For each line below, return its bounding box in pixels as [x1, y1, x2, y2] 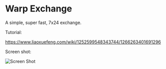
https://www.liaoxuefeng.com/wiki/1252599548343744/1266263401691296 [5, 38, 161, 45]
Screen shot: [5, 48, 31, 54]
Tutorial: [5, 29, 22, 35]
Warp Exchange [5, 3, 72, 14]
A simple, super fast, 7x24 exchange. [5, 19, 82, 25]
